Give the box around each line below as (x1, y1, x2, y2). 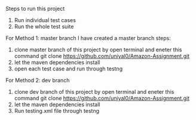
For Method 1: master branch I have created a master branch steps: (5, 35, 171, 41)
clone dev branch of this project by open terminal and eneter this (14, 88, 174, 95)
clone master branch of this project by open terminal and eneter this (14, 46, 182, 53)
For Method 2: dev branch (5, 77, 70, 84)
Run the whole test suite (14, 23, 74, 30)
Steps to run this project (5, 5, 65, 12)
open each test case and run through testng (14, 65, 123, 72)
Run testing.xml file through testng (14, 107, 100, 114)
